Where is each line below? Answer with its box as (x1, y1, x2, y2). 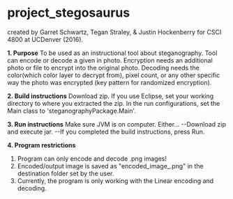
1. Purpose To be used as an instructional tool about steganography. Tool (7, 49, 218, 57)
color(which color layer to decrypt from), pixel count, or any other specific (7, 71, 220, 79)
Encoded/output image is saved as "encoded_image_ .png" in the (17, 161, 204, 170)
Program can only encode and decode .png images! (17, 154, 167, 163)
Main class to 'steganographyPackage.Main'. (7, 106, 136, 115)
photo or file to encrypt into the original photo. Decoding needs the (7, 63, 200, 72)
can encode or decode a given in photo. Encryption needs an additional (7, 56, 213, 64)
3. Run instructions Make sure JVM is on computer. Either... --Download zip (7, 120, 227, 128)
